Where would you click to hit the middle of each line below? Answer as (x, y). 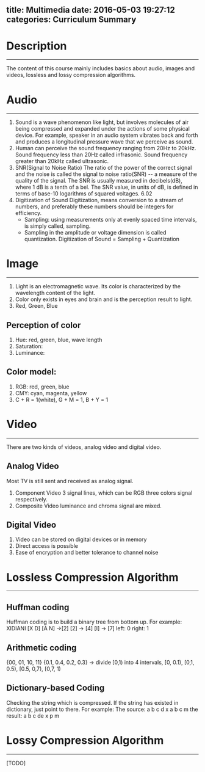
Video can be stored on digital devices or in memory (81, 539)
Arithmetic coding (41, 648)
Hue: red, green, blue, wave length (59, 340)
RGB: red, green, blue (42, 387)
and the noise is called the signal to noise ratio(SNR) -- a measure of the (106, 174)
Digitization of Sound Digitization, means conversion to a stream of (99, 200)
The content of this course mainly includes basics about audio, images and (101, 68)
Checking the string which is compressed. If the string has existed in (92, 702)
